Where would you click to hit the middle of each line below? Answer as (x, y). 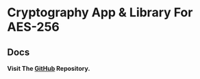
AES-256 (33, 27)
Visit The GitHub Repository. (49, 68)
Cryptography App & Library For (100, 13)
